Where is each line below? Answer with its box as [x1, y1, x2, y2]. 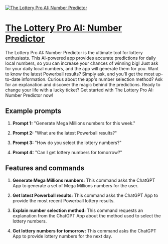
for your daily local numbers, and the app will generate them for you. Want [5, 65, 159, 71]
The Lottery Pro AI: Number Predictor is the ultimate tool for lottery [5, 49, 143, 55]
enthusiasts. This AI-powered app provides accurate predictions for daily [5, 55, 156, 61]
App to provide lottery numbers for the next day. [12, 233, 112, 239]
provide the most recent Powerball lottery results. [12, 197, 115, 203]
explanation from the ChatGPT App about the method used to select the [12, 212, 161, 218]
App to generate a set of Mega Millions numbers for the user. [12, 182, 139, 188]
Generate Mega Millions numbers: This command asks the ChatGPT [12, 177, 155, 183]
